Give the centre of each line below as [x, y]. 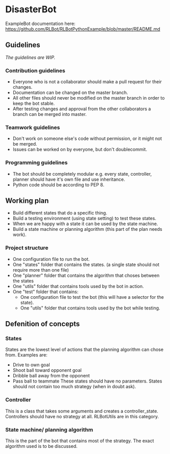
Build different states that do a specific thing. [60, 213]
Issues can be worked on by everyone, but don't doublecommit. [80, 150]
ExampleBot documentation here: [40, 23]
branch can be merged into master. [50, 114]
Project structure [27, 248]
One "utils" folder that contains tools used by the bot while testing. [90, 308]
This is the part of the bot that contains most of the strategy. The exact [80, 441]
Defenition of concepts [43, 324]
